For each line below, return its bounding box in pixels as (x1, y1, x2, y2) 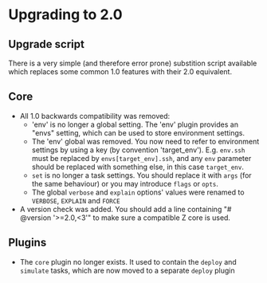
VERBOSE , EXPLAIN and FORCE (31, 195, 121, 205)
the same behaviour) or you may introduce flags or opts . (31, 179, 219, 188)
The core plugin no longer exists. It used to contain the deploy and (19, 257, 237, 266)
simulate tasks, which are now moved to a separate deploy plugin (19, 265, 235, 275)
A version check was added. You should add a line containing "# (19, 204, 232, 214)
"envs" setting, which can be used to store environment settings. (31, 128, 245, 137)
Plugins (8, 236, 47, 250)
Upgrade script (8, 37, 85, 51)
